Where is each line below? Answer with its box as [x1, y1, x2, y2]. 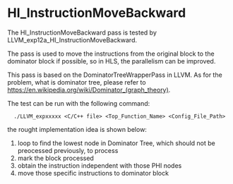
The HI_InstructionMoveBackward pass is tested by [7, 28, 157, 37]
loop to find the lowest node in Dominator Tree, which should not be [17, 139, 215, 147]
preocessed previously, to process [17, 146, 119, 154]
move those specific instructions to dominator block [17, 168, 169, 177]
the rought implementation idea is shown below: [7, 125, 147, 133]
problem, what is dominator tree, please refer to [7, 78, 146, 86]
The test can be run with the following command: [7, 99, 150, 107]
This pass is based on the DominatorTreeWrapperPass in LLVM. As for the [7, 70, 222, 79]
